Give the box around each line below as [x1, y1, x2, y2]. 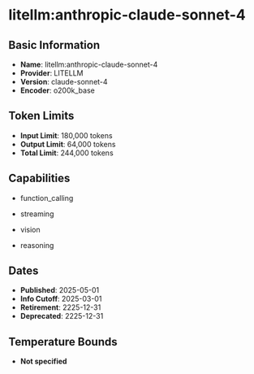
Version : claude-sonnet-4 [19, 77, 108, 86]
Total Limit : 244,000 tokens [19, 148, 114, 158]
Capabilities [8, 172, 71, 185]
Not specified [19, 356, 67, 367]
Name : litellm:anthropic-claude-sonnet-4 [19, 59, 158, 69]
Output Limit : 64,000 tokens [19, 139, 116, 149]
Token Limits [8, 109, 75, 123]
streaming [19, 209, 54, 219]
